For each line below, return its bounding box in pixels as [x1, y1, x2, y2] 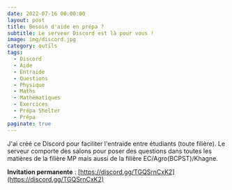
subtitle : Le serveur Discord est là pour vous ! [7, 29, 155, 37]
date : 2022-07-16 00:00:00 [7, 10, 86, 17]
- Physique [13, 81, 45, 88]
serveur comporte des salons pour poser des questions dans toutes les [7, 147, 212, 155]
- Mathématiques [13, 95, 61, 102]
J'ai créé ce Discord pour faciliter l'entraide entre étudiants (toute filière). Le [7, 139, 225, 148]
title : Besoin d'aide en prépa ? [7, 23, 105, 30]
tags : [7, 49, 23, 56]
